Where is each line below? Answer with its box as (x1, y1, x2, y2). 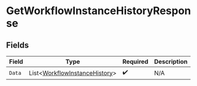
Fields (6, 40, 29, 50)
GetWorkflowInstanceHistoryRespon (6, 4, 192, 18)
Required (122, 58, 149, 65)
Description (154, 58, 188, 65)
